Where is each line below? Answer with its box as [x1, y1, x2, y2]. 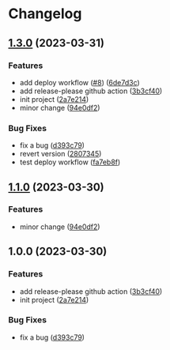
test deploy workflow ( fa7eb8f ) [19, 157, 121, 167]
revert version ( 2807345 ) [19, 149, 102, 159]
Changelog [8, 5, 82, 23]
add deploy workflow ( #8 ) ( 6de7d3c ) [19, 77, 140, 87]
